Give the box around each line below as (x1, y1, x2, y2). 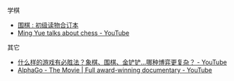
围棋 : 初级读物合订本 (17, 21, 79, 29)
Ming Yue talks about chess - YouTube (17, 29, 130, 37)
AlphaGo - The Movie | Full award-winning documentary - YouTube (17, 66, 212, 74)
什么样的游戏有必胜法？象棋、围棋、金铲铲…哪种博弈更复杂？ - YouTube (17, 58, 227, 66)
